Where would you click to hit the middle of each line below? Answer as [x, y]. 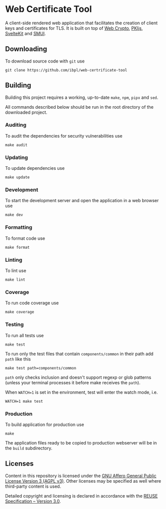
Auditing [16, 125]
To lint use [16, 271]
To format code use [25, 238]
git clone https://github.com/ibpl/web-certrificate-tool [66, 70]
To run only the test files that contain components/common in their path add [79, 354]
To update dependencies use [35, 168]
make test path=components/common [41, 368]
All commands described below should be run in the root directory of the [79, 107]
